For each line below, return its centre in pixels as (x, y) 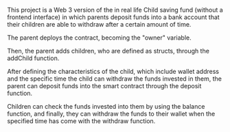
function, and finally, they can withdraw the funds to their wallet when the (111, 114)
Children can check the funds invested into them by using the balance (106, 106)
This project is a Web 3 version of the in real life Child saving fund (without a (115, 10)
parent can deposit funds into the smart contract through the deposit (104, 86)
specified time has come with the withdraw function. (81, 121)
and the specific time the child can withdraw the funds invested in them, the (114, 79)
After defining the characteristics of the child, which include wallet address (113, 71)
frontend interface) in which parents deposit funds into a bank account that (113, 17)
